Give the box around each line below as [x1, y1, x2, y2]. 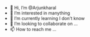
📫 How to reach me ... [9, 26, 56, 32]
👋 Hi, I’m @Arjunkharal [9, 5, 56, 10]
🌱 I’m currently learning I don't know [9, 15, 85, 21]
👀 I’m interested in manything [9, 10, 70, 16]
